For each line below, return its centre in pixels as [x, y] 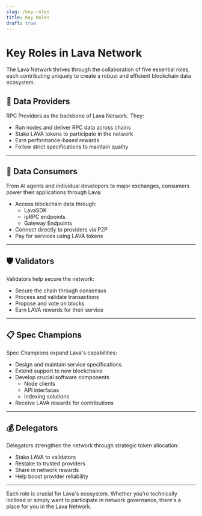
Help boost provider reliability [51, 476]
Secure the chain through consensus [60, 291]
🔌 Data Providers [38, 101]
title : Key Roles [28, 17]
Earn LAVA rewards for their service [59, 310]
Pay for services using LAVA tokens [59, 236]
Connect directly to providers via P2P [61, 229]
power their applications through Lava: [54, 192]
